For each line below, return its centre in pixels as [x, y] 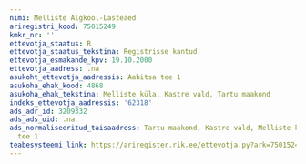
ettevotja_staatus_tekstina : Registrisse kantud [103, 52]
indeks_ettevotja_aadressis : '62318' [81, 102]
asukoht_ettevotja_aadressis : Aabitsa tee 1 [95, 77]
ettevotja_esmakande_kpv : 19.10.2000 [81, 60]
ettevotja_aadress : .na [55, 69]
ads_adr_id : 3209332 [49, 111]
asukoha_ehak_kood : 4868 [56, 86]
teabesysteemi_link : [49, 145]
